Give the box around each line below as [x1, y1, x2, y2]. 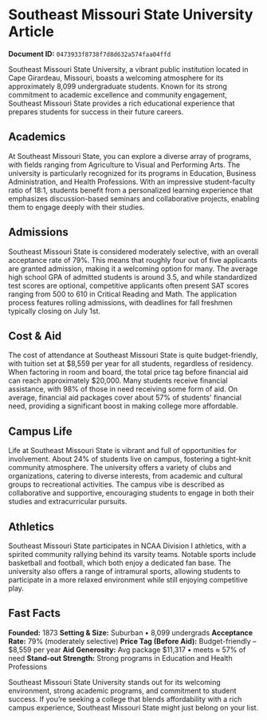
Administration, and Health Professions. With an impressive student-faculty [8, 177, 256, 186]
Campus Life [8, 424, 73, 438]
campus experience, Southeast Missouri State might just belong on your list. [8, 702, 259, 712]
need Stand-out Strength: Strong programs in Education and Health [8, 653, 233, 662]
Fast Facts [8, 607, 61, 620]
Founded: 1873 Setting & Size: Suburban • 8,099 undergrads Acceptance [8, 627, 253, 637]
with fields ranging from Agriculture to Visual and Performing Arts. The [8, 160, 241, 169]
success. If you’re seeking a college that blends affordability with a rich [8, 694, 242, 704]
